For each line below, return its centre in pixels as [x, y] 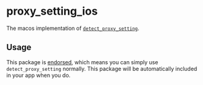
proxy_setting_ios [52, 11]
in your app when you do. [39, 75]
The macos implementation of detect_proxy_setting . [73, 28]
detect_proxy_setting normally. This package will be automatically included [102, 68]
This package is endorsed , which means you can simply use [82, 62]
